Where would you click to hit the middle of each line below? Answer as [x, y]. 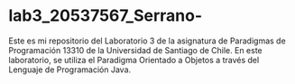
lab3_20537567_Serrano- [106, 16]
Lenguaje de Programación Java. [70, 70]
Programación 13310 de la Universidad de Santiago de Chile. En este [135, 50]
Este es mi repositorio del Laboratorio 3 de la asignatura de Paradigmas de [147, 41]
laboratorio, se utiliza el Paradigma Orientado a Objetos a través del [134, 60]
